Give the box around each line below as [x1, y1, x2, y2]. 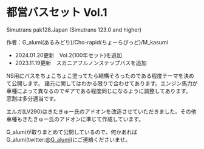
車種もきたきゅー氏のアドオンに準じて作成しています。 [6, 115, 144, 122]
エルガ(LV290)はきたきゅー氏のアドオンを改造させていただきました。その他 [6, 108, 197, 115]
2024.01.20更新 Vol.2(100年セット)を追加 [15, 51, 123, 58]
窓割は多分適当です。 [6, 95, 59, 102]
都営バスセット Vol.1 [6, 5, 107, 19]
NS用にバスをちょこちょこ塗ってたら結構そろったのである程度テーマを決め [6, 72, 194, 79]
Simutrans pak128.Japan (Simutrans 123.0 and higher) [6, 26, 141, 33]
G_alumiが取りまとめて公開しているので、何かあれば [6, 128, 138, 136]
